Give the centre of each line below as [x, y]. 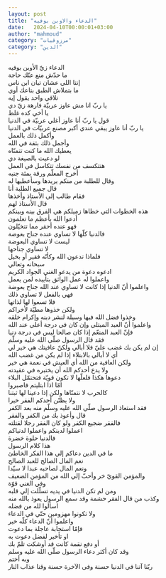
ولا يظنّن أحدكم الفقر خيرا [42, 400]
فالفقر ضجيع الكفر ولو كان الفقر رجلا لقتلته [65, 423]
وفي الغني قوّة [27, 483]
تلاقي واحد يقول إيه [33, 98]
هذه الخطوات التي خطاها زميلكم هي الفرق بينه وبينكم [78, 211]
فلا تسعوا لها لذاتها [32, 302]
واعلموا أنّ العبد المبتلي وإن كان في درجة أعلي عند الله [80, 324]
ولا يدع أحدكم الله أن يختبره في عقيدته [58, 370]
